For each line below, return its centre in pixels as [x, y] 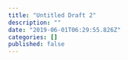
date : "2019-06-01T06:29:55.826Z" [65, 30]
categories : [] [33, 37]
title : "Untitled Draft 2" [52, 15]
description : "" [35, 23]
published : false [37, 44]
